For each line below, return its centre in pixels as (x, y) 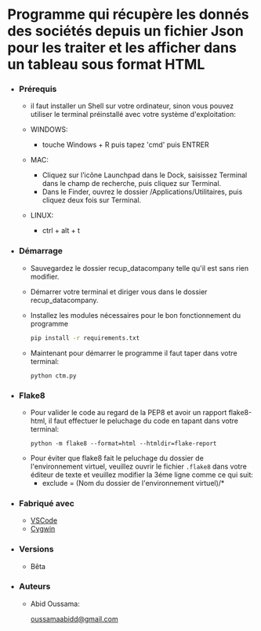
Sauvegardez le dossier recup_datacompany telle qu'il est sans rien (140, 268)
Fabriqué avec (47, 503)
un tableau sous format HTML (106, 65)
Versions (36, 549)
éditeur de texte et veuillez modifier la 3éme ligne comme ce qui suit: (142, 474)
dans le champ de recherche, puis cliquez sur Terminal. (132, 184)
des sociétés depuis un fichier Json (125, 31)
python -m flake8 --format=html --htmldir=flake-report (123, 443)
